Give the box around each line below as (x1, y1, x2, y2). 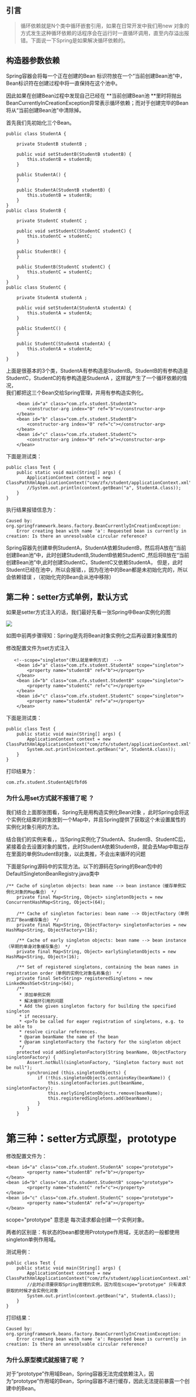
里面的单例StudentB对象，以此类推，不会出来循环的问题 (10, 850, 146, 857)
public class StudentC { (6, 284, 66, 290)
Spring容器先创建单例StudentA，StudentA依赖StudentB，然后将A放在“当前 (6, 544, 187, 551)
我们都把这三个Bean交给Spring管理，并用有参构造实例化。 (6, 389, 147, 396)
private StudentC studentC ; (16, 218, 87, 224)
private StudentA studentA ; (16, 294, 87, 300)
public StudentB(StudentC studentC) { (16, 264, 111, 270)
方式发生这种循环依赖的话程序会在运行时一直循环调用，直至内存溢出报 (20, 29, 190, 36)
